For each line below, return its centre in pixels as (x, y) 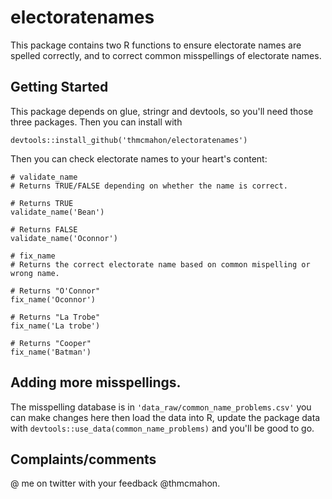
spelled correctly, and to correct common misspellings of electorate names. (166, 55)
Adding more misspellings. (96, 382)
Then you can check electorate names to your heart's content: (139, 158)
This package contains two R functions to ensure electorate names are (156, 45)
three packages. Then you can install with (96, 122)
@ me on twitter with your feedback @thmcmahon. (115, 483)
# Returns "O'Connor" (55, 291)
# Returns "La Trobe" (55, 317)
